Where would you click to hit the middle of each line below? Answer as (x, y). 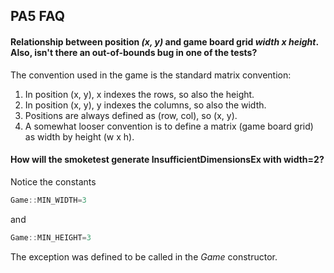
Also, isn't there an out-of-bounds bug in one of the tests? (134, 52)
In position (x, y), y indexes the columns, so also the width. (145, 105)
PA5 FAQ (38, 16)
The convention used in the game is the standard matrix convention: (151, 75)
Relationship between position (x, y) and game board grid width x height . (164, 41)
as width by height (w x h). (79, 136)
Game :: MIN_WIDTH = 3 (48, 200)
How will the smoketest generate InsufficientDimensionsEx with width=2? (167, 160)
